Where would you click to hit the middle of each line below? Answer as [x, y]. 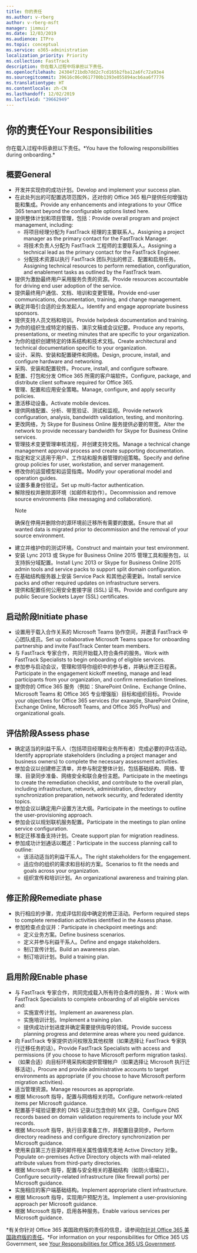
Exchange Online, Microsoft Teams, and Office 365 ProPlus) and [93, 707]
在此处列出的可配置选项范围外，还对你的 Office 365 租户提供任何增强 [98, 197]
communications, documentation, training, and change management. [98, 299]
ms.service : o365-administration [47, 50]
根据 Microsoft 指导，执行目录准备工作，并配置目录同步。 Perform [94, 1130]
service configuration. [41, 828]
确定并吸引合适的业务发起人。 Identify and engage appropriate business [101, 306]
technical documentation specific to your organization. [81, 348]
